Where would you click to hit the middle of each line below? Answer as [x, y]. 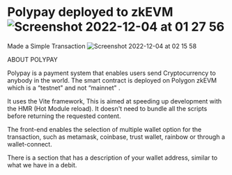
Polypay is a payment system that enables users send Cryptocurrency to [111, 73]
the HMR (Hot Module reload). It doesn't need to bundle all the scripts [107, 108]
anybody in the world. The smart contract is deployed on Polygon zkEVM [112, 80]
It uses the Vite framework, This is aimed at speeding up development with [115, 101]
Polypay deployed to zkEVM [90, 12]
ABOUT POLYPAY [32, 59]
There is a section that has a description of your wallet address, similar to [113, 158]
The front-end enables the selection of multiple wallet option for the [105, 129]
